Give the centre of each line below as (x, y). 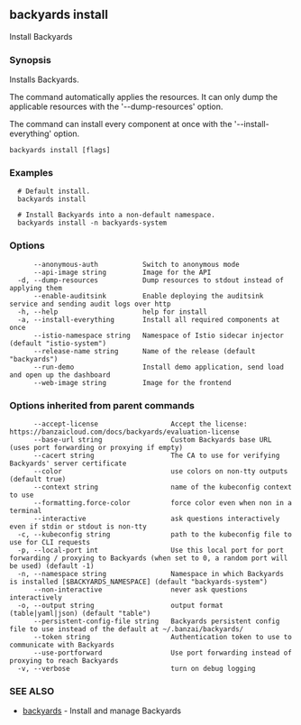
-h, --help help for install (112, 312)
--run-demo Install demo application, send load (158, 367)
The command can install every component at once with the (121, 124)
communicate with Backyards (62, 645)
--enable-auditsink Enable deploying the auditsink (148, 296)
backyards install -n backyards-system (92, 223)
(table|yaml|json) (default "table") (80, 613)
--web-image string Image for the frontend (132, 382)
